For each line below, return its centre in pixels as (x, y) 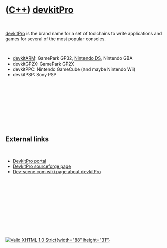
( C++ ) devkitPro (39, 10)
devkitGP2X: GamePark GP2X (43, 64)
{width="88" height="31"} (83, 240)
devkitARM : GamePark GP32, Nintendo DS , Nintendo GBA (72, 58)
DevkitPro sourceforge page (42, 166)
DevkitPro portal (29, 161)
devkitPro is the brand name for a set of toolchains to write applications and (84, 33)
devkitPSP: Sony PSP (34, 74)
